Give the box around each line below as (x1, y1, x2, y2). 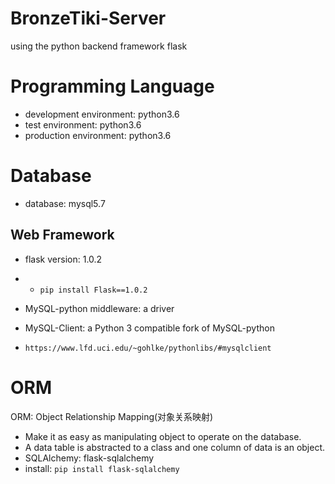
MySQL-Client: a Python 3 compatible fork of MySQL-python (24, 322, 275, 334)
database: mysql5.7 (24, 197, 106, 209)
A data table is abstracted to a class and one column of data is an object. (24, 441, 326, 453)
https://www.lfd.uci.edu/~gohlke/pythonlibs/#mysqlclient (24, 343, 272, 353)
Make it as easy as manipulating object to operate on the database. (24, 430, 302, 442)
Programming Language (10, 75, 215, 98)
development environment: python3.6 (24, 108, 180, 120)
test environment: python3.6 (24, 118, 142, 131)
